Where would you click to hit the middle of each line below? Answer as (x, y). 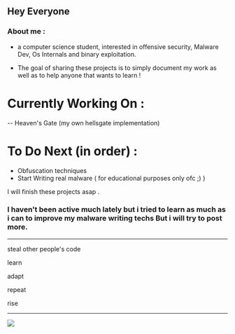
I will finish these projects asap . (54, 191)
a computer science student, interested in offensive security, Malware (118, 47)
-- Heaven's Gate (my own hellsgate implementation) (84, 123)
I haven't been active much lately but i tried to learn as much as (116, 209)
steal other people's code (44, 249)
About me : (26, 32)
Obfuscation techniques (52, 170)
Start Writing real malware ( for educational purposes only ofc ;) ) (111, 178)
